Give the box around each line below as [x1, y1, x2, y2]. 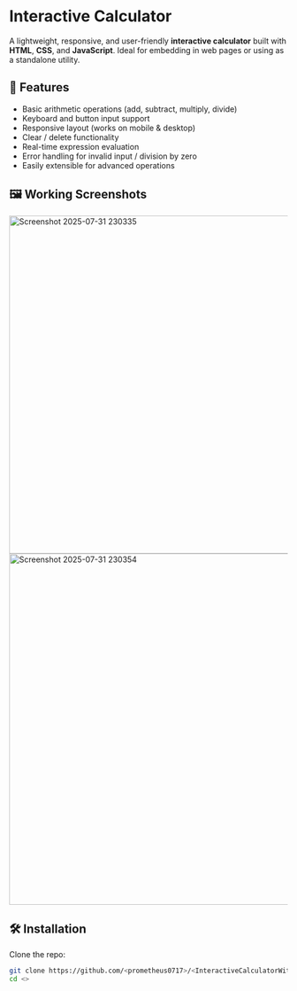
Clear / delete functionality [21, 131, 119, 143]
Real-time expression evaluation [21, 141, 140, 152]
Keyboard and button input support [21, 113, 150, 123]
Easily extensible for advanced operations [21, 160, 175, 170]
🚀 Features [9, 80, 70, 95]
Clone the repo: [9, 949, 66, 960]
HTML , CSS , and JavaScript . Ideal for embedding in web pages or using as [9, 44, 285, 55]
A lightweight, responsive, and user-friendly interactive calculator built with [9, 35, 287, 46]
